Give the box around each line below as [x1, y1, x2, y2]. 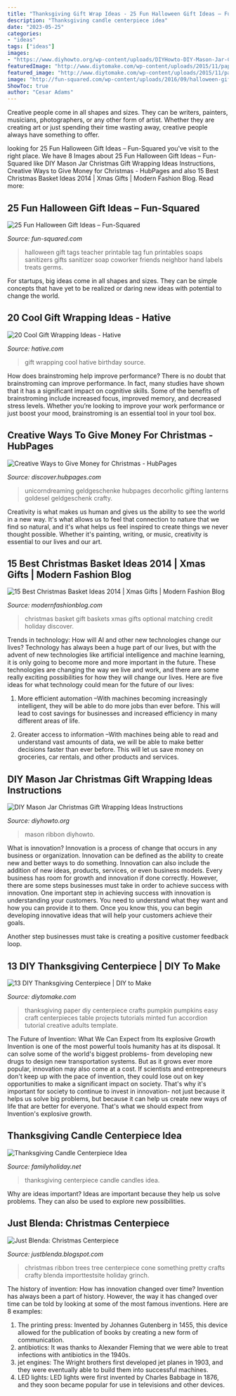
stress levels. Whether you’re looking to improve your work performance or [7, 401, 225, 410]
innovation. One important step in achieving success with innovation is [7, 888, 211, 898]
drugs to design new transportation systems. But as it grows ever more [7, 1057, 213, 1065]
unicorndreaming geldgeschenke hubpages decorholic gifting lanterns [24, 486, 229, 495]
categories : [7, 30, 42, 37]
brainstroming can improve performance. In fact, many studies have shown [7, 379, 225, 387]
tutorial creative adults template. [24, 1021, 118, 1029]
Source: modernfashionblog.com [7, 601, 103, 610]
